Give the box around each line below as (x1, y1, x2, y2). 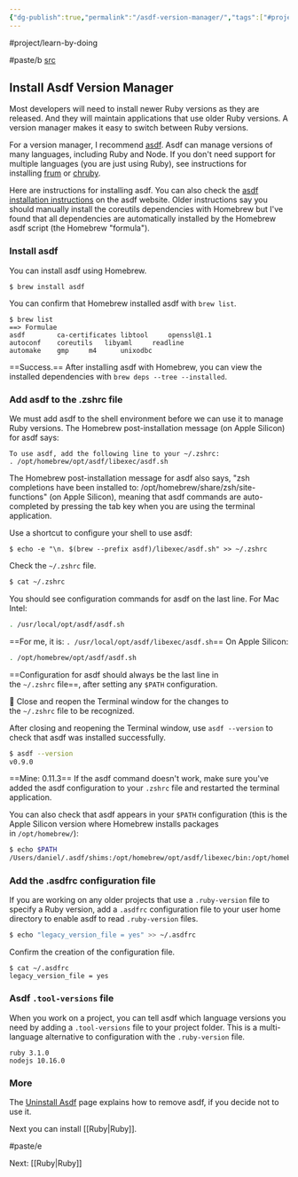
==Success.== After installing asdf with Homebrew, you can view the (9, 361, 263, 373)
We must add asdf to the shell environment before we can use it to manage (9, 413, 284, 424)
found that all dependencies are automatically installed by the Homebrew (9, 214, 277, 224)
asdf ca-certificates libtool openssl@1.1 (9, 330, 213, 340)
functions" (9, 491, 48, 502)
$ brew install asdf (9, 282, 86, 291)
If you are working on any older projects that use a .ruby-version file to (9, 895, 271, 906)
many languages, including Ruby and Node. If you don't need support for (9, 149, 276, 160)
